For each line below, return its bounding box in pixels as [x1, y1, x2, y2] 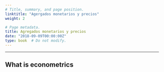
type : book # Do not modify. [5, 38, 67, 43]
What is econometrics [5, 61, 74, 69]
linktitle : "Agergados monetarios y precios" [5, 12, 99, 16]
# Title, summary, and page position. [5, 7, 84, 12]
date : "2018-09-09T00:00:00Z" [5, 34, 67, 39]
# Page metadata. [5, 25, 41, 29]
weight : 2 [5, 16, 25, 21]
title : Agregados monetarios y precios [5, 29, 86, 34]
